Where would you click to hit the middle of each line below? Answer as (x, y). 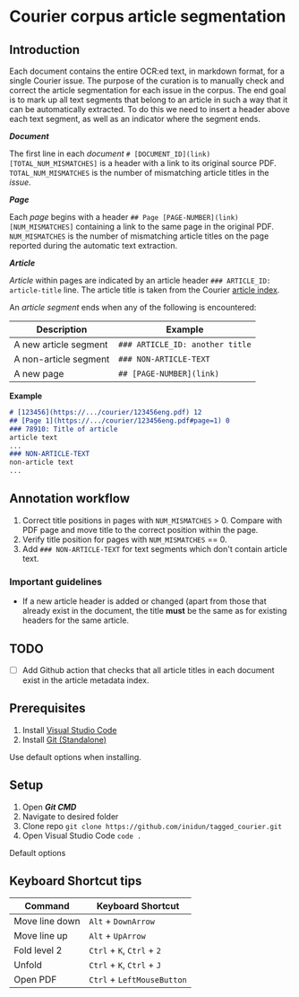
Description (62, 329)
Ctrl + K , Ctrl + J (125, 965)
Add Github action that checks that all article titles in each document (148, 669)
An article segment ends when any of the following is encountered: (133, 307)
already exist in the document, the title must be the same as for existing (154, 611)
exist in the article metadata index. (85, 680)
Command (47, 906)
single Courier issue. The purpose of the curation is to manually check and (147, 81)
